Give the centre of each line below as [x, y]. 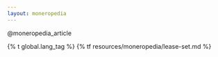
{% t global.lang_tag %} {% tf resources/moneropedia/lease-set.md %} [109, 46]
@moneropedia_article [39, 33]
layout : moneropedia [37, 13]
